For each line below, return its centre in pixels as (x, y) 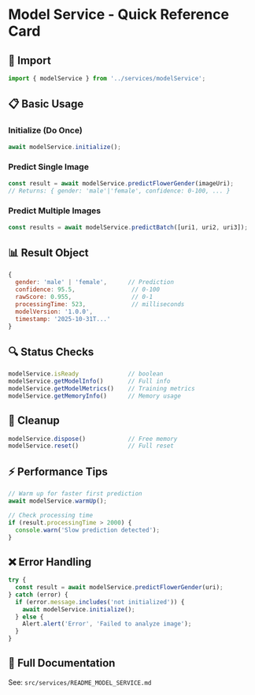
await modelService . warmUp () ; (58, 501)
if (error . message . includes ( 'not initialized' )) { (100, 602)
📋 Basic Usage (46, 104)
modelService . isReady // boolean (86, 374)
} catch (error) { (38, 594)
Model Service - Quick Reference (119, 15)
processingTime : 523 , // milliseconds (100, 304)
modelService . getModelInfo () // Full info (89, 381)
